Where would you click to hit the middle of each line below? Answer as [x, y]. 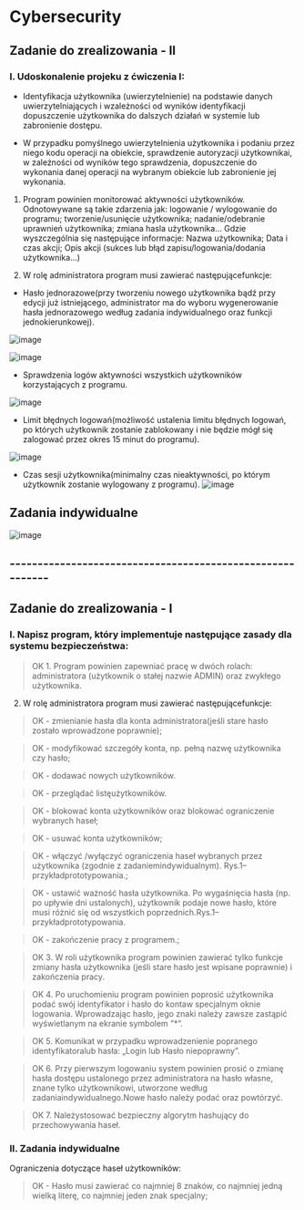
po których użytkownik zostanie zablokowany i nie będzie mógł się [147, 429]
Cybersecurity [66, 17]
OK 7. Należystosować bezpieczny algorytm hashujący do [140, 1115]
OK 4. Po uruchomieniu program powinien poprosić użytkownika [152, 994]
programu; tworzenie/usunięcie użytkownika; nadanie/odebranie [144, 218]
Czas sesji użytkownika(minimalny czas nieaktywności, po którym [147, 474]
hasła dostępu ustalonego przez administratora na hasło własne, [152, 1078]
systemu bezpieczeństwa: [69, 646]
